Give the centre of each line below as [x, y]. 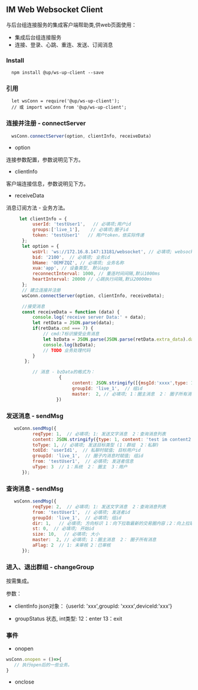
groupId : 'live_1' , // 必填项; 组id [77, 518]
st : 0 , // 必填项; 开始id [63, 529]
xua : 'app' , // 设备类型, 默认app [71, 268]
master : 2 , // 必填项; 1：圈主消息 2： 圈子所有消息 [94, 540]
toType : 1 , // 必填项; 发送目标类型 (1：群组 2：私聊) [95, 445]
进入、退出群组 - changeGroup [50, 567]
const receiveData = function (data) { [70, 312]
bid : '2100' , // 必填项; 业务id [71, 257]
